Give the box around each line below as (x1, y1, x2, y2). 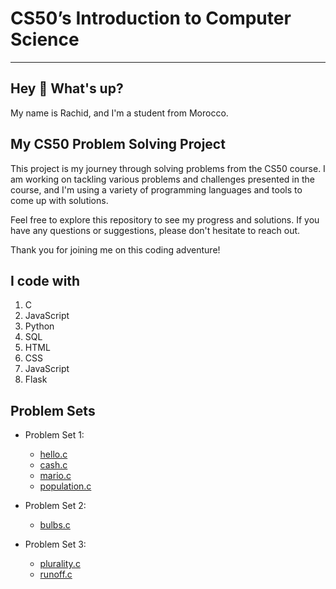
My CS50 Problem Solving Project (10, 136, 226, 153)
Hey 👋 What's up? (10, 80, 124, 97)
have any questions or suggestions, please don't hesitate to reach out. (10, 224, 301, 236)
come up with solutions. (10, 194, 109, 206)
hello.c (39, 448, 68, 461)
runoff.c (39, 568, 73, 581)
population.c (39, 480, 92, 492)
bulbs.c (39, 519, 71, 531)
